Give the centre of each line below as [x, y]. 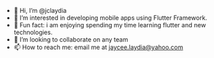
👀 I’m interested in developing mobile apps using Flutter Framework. [110, 18]
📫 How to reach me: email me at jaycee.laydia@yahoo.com [98, 47]
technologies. [33, 32]
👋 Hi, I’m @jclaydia [40, 11]
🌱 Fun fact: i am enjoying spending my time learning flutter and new [110, 25]
